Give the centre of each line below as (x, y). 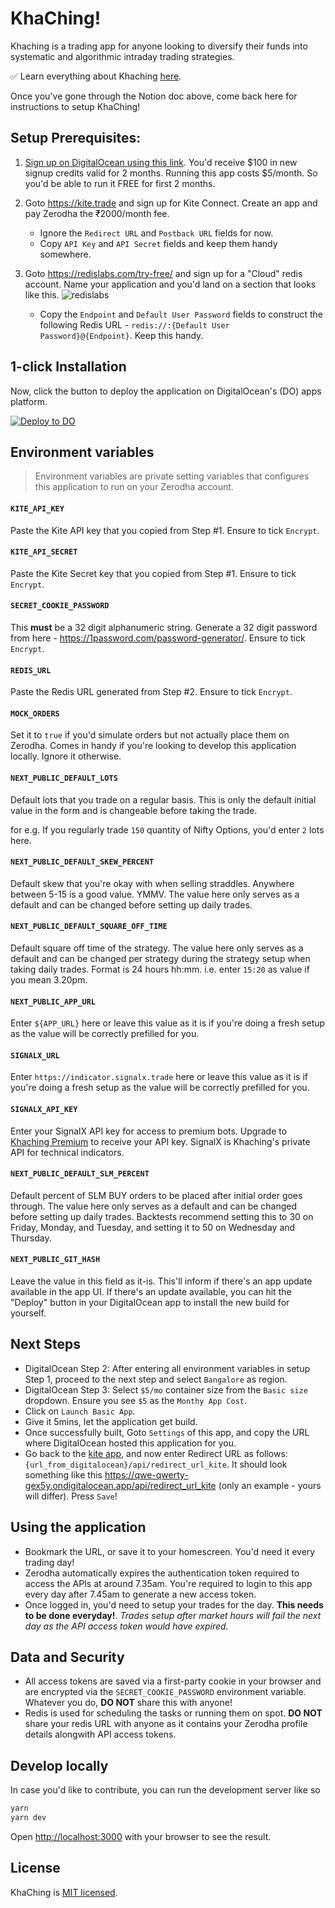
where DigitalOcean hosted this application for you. (130, 1443)
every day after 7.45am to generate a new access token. (140, 1594)
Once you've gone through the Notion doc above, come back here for (154, 96)
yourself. (28, 1313)
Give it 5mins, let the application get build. (111, 1421)
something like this (63, 1474)
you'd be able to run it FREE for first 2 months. (120, 183)
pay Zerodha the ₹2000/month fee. (97, 213)
